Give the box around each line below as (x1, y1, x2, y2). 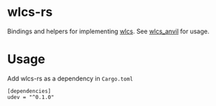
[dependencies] (7, 87, 52, 94)
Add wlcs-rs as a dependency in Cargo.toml (7, 74, 134, 82)
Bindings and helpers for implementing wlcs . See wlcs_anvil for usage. (7, 27, 210, 35)
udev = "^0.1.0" (7, 94, 54, 100)
